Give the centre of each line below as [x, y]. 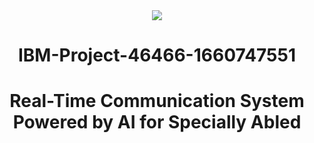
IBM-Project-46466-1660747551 [157, 55]
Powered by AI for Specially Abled [157, 122]
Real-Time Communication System [157, 101]
